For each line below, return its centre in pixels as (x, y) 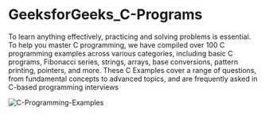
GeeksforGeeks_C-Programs (105, 15)
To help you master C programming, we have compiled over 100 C (117, 44)
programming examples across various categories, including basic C (121, 53)
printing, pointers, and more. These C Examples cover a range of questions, (132, 70)
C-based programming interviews (64, 87)
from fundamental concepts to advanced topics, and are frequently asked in (133, 79)
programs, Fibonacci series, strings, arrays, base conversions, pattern (123, 62)
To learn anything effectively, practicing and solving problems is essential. (130, 36)
